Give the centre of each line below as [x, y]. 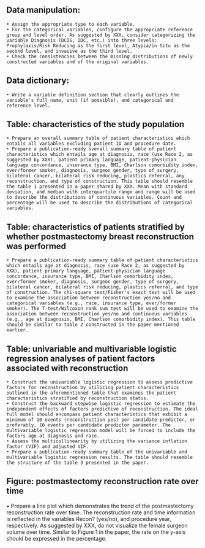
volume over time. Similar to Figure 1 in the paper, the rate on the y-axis [96, 532]
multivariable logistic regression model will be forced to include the [101, 431]
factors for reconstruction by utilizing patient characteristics [93, 388]
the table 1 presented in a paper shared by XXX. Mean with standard [97, 187]
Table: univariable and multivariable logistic [92, 349]
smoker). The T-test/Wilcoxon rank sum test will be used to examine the [102, 309]
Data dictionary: [38, 81]
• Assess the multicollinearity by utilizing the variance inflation [97, 441]
